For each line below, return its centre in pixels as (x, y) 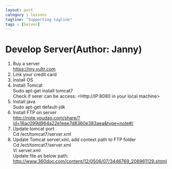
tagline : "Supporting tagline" (39, 19)
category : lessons (26, 15)
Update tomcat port (34, 129)
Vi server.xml (27, 151)
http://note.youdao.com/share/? (46, 118)
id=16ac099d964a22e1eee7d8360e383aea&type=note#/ (73, 124)
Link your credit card (35, 75)
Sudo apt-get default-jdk (39, 107)
